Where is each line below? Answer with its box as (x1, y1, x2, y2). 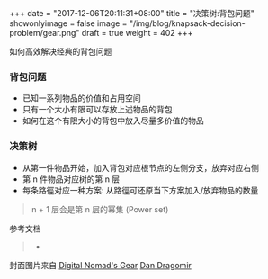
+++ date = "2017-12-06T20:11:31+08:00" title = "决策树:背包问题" (9, 8, 255, 18)
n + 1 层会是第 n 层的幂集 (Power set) (31, 203, 169, 214)
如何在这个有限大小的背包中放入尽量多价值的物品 (22, 115, 204, 126)
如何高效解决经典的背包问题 (9, 46, 112, 57)
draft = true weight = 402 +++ (81, 28, 193, 38)
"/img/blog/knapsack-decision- (129, 18, 246, 29)
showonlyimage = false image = (9, 18, 128, 29)
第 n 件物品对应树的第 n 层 (22, 174, 121, 184)
